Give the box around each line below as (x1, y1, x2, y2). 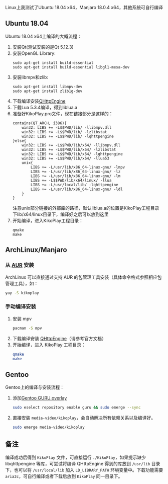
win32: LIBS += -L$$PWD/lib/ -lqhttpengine (22, 134, 114, 139)
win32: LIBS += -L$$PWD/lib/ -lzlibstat (22, 129, 107, 134)
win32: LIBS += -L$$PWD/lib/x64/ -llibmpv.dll (22, 142, 121, 147)
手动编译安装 (5, 303, 37, 310)
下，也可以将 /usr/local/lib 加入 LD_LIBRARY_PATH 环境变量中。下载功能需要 (5, 467, 163, 473)
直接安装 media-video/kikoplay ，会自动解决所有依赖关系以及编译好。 (12, 415, 155, 421)
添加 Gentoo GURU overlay (12, 395, 67, 401)
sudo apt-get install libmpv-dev (12, 84, 83, 89)
